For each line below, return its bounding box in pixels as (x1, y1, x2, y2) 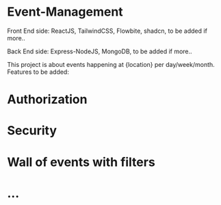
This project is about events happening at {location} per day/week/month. (7, 60, 216, 68)
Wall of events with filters (7, 154, 155, 169)
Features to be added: (7, 68, 70, 76)
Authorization (7, 92, 88, 107)
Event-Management (7, 4, 123, 20)
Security (7, 123, 57, 139)
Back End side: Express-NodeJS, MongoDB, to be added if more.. (7, 47, 193, 55)
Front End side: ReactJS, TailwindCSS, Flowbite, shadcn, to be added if (7, 27, 207, 35)
